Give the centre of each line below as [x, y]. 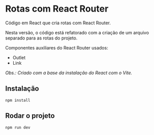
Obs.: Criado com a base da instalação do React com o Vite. [69, 73]
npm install [18, 100]
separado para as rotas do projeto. [41, 38]
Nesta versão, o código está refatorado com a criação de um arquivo [77, 32]
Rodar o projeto [30, 116]
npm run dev [18, 127]
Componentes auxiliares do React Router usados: [57, 48]
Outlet [19, 57]
